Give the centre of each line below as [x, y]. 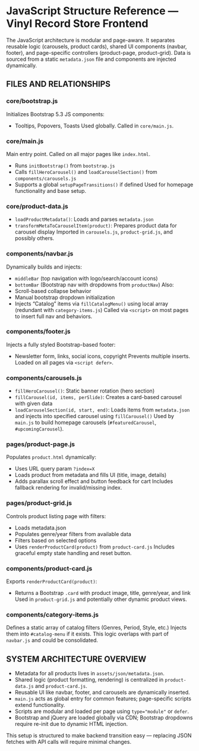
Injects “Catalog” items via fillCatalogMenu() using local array [91, 303]
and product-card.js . [61, 686]
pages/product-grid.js [39, 503]
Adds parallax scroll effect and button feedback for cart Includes [94, 481]
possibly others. [34, 238]
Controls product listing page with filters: [56, 516]
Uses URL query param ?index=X [55, 469]
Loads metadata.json [40, 528]
